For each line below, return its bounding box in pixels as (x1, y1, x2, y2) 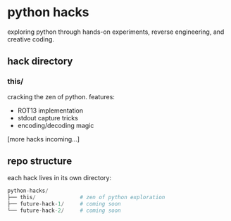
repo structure (7, 156, 73, 168)
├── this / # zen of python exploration (7, 194, 166, 201)
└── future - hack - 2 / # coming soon (7, 207, 121, 215)
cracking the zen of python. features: (7, 92, 115, 101)
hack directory (7, 56, 73, 68)
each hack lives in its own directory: (7, 174, 111, 182)
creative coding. (7, 34, 55, 43)
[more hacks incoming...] (7, 134, 80, 143)
